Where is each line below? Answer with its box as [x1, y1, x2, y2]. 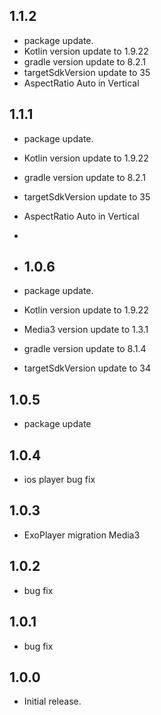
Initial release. [23, 695, 82, 708]
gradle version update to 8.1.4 [23, 343, 147, 355]
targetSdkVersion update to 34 [23, 362, 151, 374]
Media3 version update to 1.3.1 [23, 324, 149, 336]
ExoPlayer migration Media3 [23, 529, 141, 541]
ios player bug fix [23, 474, 96, 486]
